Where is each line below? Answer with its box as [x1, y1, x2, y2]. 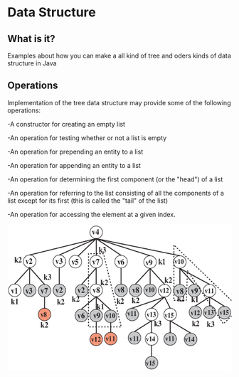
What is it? [7, 33, 55, 45]
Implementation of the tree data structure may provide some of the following [7, 98, 231, 107]
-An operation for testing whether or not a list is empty [7, 133, 167, 142]
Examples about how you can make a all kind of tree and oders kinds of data [7, 51, 231, 60]
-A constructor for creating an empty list [7, 120, 126, 128]
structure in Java [7, 59, 57, 68]
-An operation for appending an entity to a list [7, 161, 141, 169]
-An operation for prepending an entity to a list [7, 147, 144, 156]
